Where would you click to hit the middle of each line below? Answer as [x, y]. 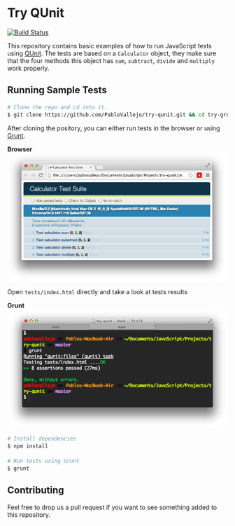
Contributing [36, 491]
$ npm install [28, 446]
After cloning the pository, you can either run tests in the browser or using [114, 128]
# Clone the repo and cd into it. [58, 107]
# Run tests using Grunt [43, 461]
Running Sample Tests [57, 90]
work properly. [28, 68]
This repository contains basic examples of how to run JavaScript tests [109, 46]
